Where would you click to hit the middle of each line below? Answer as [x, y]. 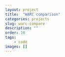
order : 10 [15, 33]
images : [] [16, 47]
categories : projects [27, 19]
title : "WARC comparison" [33, 14]
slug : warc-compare [25, 24]
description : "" [22, 28]
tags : [11, 38]
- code [21, 42]
